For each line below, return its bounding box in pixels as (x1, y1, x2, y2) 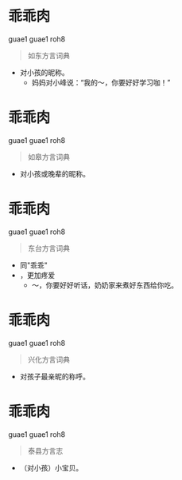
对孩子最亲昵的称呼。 (19, 371, 90, 381)
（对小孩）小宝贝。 (19, 462, 83, 472)
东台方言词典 (27, 243, 70, 252)
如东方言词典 (27, 50, 70, 60)
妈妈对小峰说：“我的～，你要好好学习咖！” (31, 77, 171, 87)
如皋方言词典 (27, 152, 70, 161)
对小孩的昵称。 (19, 67, 69, 77)
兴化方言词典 (27, 355, 70, 364)
